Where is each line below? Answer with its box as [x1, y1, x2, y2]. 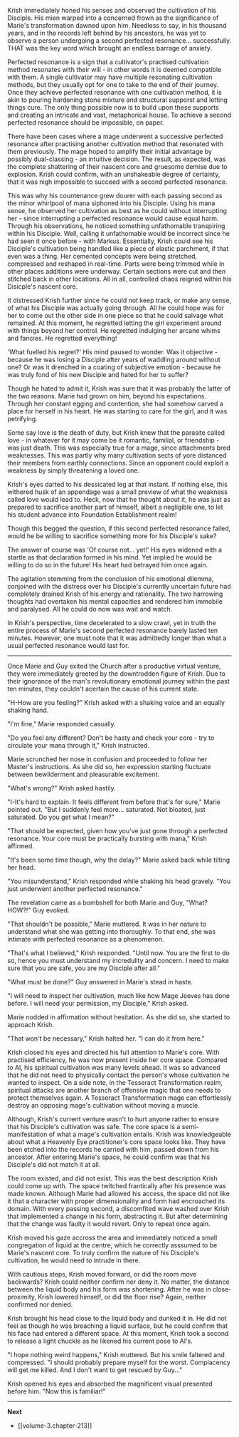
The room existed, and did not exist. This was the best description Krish [7, 1174, 218, 1183]
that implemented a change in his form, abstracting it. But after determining [7, 1212, 228, 1220]
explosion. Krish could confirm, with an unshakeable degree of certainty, [7, 170, 221, 178]
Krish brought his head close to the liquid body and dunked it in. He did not [7, 1314, 227, 1322]
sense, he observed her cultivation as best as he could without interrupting [7, 207, 228, 215]
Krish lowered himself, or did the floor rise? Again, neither [38, 1293, 207, 1301]
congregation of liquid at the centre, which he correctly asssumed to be [7, 1241, 218, 1250]
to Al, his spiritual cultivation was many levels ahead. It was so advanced [7, 1063, 221, 1071]
